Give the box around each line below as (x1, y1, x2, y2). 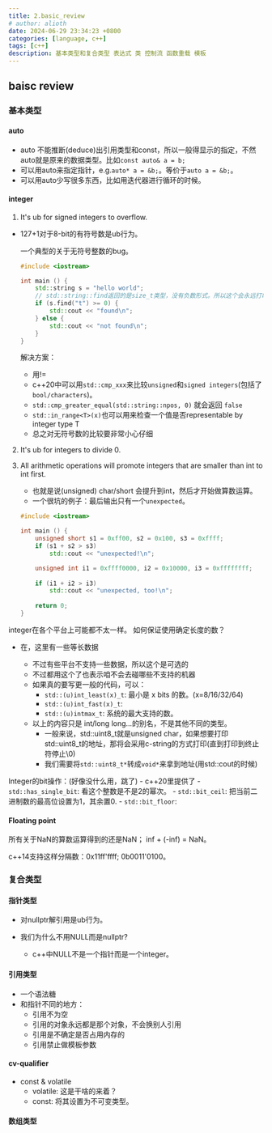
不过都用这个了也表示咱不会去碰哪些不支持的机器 (32, 669, 196, 679)
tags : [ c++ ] (8, 42, 49, 50)
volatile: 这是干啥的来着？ (32, 1086, 117, 1096)
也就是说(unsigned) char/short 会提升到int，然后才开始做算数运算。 (32, 486, 257, 496)
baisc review (8, 79, 74, 93)
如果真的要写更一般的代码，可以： (32, 679, 147, 689)
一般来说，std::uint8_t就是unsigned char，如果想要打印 (44, 728, 229, 738)
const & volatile (19, 1076, 72, 1086)
